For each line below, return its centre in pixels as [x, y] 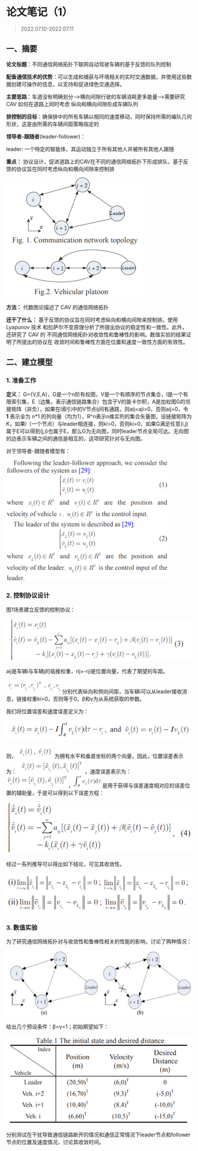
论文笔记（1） [39, 12]
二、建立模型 [29, 363]
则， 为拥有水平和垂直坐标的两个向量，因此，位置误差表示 [95, 756]
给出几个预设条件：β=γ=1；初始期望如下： [57, 1027]
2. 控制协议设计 [28, 595]
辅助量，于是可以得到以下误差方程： [60, 793]
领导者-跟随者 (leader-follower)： [46, 136]
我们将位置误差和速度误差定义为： [47, 711]
